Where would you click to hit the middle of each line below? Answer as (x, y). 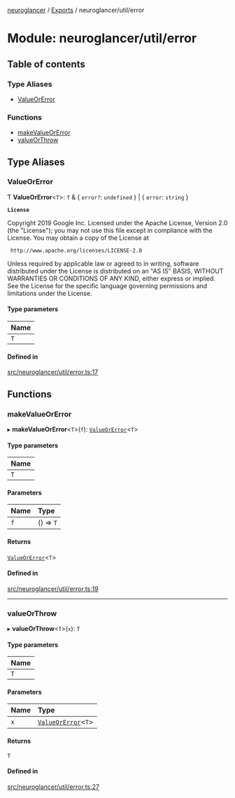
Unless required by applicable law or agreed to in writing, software (103, 263)
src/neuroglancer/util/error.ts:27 (54, 787)
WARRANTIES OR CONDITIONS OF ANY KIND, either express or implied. (111, 278)
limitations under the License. (50, 293)
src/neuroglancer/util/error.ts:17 (53, 372)
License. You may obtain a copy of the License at (78, 238)
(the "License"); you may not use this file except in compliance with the (110, 230)
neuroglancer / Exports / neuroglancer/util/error (76, 10)
